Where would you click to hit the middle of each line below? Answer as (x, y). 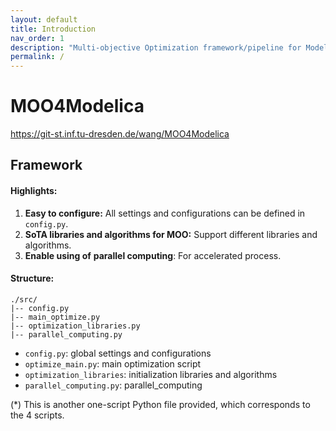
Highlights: (34, 191)
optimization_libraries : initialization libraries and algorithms (151, 374)
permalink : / (37, 57)
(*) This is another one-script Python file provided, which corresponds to (160, 404)
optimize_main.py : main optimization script (113, 363)
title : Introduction (53, 29)
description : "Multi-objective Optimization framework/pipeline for (156, 47)
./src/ (24, 299)
